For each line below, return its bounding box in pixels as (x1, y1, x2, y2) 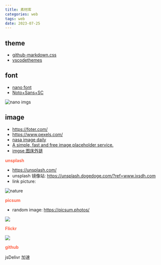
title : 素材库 (5, 7, 32, 12)
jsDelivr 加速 (5, 254, 30, 260)
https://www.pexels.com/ (12, 131, 63, 137)
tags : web (5, 16, 25, 21)
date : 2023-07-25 (5, 21, 40, 26)
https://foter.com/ (12, 126, 48, 132)
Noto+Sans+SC (12, 89, 44, 96)
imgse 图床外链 (12, 147, 43, 153)
